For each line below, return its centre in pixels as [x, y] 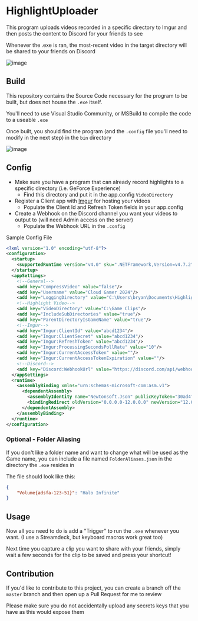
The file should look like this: [41, 476]
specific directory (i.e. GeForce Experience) [67, 188]
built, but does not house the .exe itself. [54, 102]
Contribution [30, 573]
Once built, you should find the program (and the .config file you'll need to [97, 131]
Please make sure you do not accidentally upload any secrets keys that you [98, 606]
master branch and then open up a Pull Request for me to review [84, 594]
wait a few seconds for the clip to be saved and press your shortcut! [89, 555]
